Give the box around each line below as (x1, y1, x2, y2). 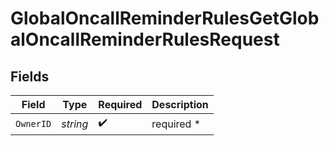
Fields (10, 68, 50, 85)
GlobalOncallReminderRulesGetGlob (10, 7, 320, 30)
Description (151, 98, 209, 111)
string (61, 117, 89, 131)
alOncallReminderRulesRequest (10, 28, 280, 51)
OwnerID (15, 118, 52, 129)
